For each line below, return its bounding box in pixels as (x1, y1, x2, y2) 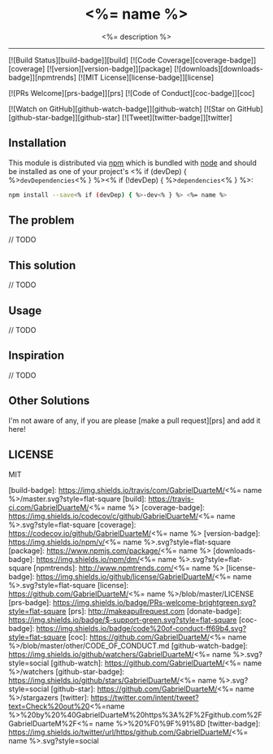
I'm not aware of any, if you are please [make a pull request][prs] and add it (8, 416, 261, 425)
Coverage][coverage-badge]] (157, 54, 257, 65)
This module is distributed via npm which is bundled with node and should (8, 158, 258, 168)
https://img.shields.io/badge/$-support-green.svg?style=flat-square (8, 615, 237, 625)
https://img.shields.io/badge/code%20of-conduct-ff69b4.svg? (36, 623, 247, 633)
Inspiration (8, 349, 65, 363)
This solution (8, 258, 76, 272)
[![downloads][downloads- (174, 63, 264, 73)
